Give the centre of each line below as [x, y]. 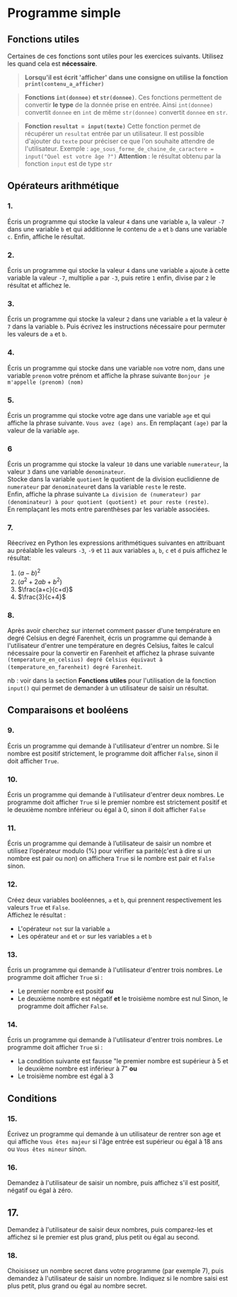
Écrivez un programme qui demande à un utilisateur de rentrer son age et [114, 1133]
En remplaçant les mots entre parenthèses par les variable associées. [109, 509]
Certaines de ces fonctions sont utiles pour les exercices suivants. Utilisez [116, 56]
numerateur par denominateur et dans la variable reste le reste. [97, 487]
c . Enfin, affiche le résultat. [46, 236]
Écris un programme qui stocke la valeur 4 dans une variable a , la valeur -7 [116, 222]
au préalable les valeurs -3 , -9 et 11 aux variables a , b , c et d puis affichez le [117, 551]
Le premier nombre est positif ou [65, 991]
